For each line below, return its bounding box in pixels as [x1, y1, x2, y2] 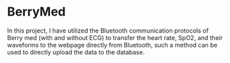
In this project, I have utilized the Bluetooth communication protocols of [7, 26, 209, 35]
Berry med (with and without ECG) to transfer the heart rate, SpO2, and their [7, 33, 223, 41]
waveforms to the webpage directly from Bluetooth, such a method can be [7, 41, 218, 49]
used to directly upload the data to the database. [7, 48, 145, 56]
